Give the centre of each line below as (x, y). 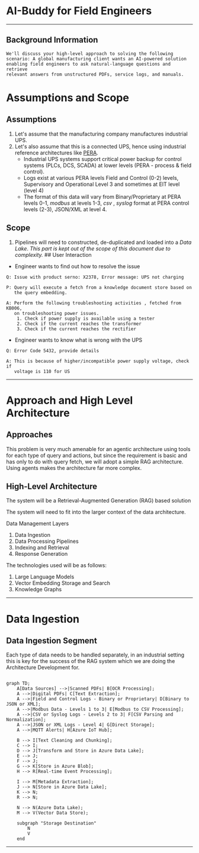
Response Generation (41, 554)
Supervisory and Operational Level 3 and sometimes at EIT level (102, 184)
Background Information (52, 40)
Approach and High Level (70, 400)
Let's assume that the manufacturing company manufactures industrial (101, 134)
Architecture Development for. (43, 668)
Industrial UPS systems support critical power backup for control (102, 159)
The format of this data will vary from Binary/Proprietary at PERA (102, 197)
